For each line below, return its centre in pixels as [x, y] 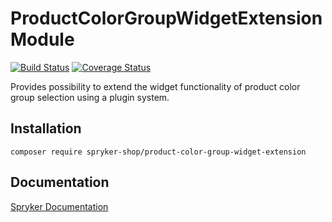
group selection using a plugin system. [90, 97]
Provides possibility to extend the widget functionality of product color [155, 86]
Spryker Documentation [59, 206]
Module [42, 39]
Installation [46, 128]
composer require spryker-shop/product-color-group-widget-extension [158, 152]
